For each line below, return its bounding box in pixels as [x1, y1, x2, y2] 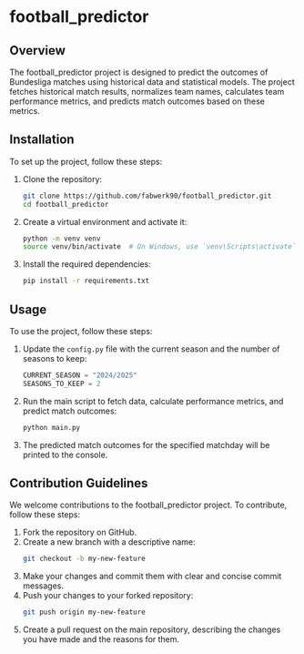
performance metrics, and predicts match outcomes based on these [9, 96, 266, 107]
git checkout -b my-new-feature [22, 554, 146, 564]
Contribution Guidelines [9, 475, 148, 491]
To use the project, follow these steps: [9, 326, 153, 336]
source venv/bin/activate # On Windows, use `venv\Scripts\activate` [22, 242, 297, 251]
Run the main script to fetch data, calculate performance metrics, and [22, 395, 284, 406]
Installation [9, 132, 75, 148]
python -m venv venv [22, 234, 101, 243]
